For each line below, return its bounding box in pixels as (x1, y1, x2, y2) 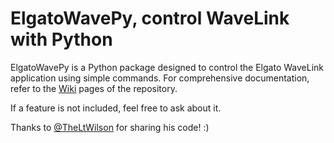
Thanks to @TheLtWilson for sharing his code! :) (10, 121, 210, 133)
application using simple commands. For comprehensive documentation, (10, 72, 310, 84)
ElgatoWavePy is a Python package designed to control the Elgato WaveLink (10, 61, 324, 73)
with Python (10, 28, 113, 51)
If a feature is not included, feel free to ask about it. (10, 102, 222, 114)
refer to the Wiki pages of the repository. (10, 82, 178, 94)
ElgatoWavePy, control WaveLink (10, 7, 290, 30)
